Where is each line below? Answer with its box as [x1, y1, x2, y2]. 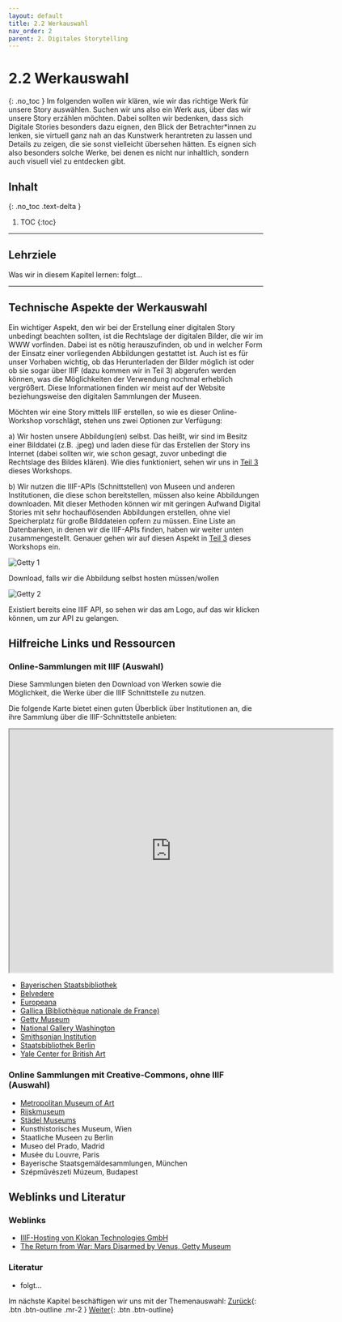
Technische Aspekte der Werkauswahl [8, 301, 208, 314]
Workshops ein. [8, 541, 61, 551]
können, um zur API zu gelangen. [8, 613, 119, 622]
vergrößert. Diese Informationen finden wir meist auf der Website [8, 383, 226, 392]
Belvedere [19, 989, 55, 999]
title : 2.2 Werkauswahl [8, 19, 89, 28]
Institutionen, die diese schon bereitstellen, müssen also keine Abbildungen [8, 490, 260, 499]
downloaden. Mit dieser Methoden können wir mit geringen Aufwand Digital [8, 498, 261, 508]
